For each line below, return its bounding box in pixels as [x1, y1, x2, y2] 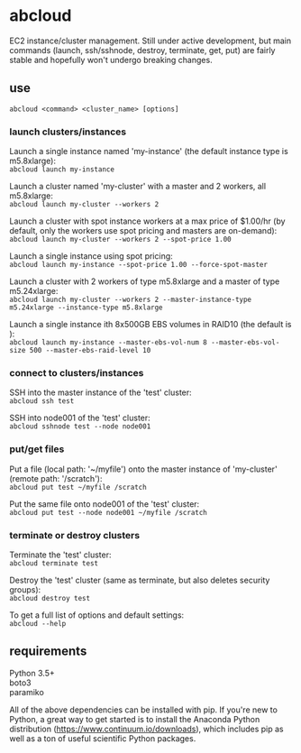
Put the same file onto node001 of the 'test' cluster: [9, 498, 200, 510]
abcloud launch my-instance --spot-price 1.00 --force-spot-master [9, 261, 269, 270]
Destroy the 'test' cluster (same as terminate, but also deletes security [9, 574, 270, 585]
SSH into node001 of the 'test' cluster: [9, 412, 150, 424]
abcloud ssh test [9, 397, 75, 406]
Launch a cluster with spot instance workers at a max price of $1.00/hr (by [9, 216, 286, 226]
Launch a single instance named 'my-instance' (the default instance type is [9, 146, 288, 157]
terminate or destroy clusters [9, 528, 141, 541]
